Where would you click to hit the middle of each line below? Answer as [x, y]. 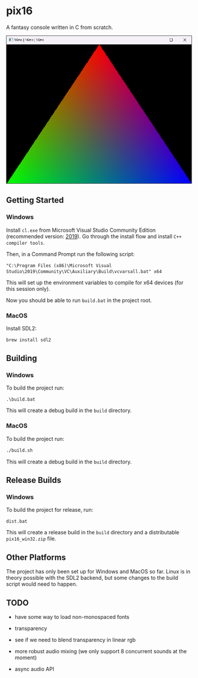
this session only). [28, 288]
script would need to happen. [42, 584]
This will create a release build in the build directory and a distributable [93, 533]
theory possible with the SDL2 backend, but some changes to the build [92, 578]
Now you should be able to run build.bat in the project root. [79, 300]
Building [22, 359]
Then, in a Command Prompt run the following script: [70, 254]
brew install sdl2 [29, 340]
